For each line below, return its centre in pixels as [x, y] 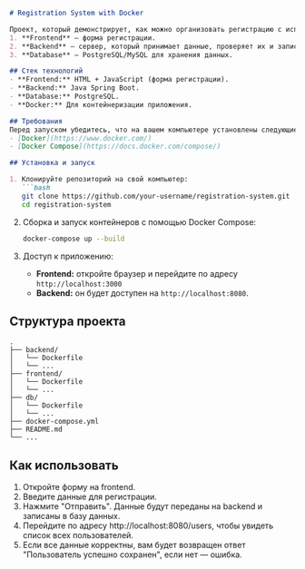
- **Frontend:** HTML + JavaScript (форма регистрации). [119, 80]
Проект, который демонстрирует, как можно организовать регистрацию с [146, 29]
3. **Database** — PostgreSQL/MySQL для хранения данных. [121, 54]
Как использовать [64, 465]
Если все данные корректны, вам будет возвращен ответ [134, 545]
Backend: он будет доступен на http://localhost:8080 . [143, 293]
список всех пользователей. [78, 535]
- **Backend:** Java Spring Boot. [75, 88]
